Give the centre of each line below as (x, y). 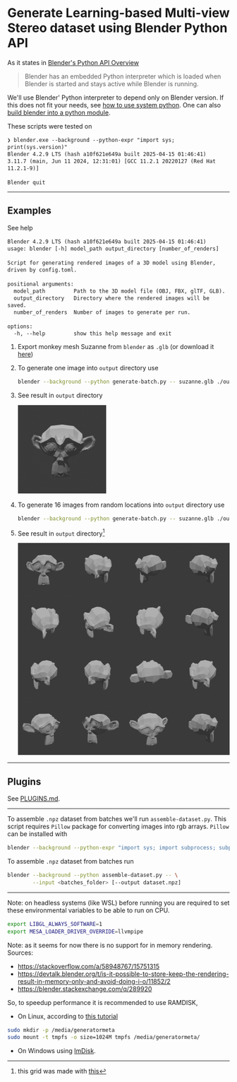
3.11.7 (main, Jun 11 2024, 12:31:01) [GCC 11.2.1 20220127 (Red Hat (112, 161)
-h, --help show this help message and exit (93, 334)
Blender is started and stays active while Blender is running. (111, 83)
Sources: (20, 953)
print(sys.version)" (38, 147)
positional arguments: (41, 284)
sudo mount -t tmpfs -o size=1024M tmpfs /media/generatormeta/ (104, 1037)
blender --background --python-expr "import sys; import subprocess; (112, 848)
